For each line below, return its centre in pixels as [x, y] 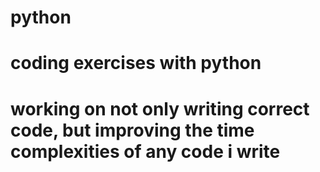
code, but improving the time [132, 130]
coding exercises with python [136, 63]
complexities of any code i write [145, 151]
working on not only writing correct [160, 108]
